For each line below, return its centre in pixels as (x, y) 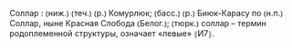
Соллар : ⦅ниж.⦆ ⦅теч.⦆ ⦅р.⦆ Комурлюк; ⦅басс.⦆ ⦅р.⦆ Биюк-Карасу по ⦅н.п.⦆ (146, 13)
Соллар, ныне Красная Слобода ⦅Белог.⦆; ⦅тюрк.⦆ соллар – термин (138, 23)
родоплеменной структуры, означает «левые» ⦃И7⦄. (112, 34)
